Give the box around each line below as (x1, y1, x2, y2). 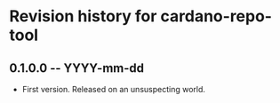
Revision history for (9, 6, 157, 27)
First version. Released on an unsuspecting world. (21, 84, 206, 94)
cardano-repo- (160, 6, 273, 27)
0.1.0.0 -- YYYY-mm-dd (9, 60, 145, 75)
